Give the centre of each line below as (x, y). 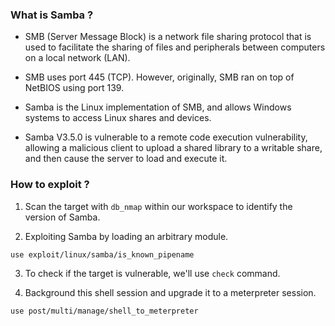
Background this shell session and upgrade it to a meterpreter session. (170, 292)
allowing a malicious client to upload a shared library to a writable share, (173, 148)
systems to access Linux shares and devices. (118, 118)
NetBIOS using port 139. (74, 88)
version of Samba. (62, 217)
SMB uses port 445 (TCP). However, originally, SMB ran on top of (159, 77)
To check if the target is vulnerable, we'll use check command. (152, 273)
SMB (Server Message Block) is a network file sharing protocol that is (168, 37)
